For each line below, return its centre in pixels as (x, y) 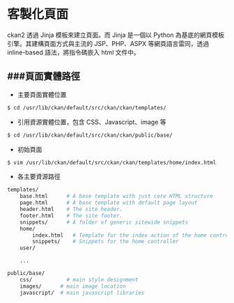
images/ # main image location (73, 286)
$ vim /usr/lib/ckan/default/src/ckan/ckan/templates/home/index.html (112, 162)
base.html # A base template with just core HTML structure (117, 196)
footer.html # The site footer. (71, 216)
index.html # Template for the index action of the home (120, 235)
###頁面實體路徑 (44, 76)
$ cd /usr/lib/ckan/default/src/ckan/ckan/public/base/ (90, 135)
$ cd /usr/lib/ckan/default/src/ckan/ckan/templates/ (87, 108)
